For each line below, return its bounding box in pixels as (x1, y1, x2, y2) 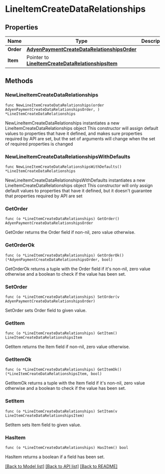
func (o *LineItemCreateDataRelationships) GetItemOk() (5, 367, 122, 372)
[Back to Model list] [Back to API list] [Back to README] (5, 464, 118, 470)
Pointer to (26, 54, 49, 61)
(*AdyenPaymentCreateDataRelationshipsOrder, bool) (5, 257, 113, 262)
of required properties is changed (5, 141, 73, 147)
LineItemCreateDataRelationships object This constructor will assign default (5, 125, 159, 131)
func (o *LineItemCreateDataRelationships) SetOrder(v (5, 294, 120, 299)
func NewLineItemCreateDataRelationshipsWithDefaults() (5, 164, 122, 169)
